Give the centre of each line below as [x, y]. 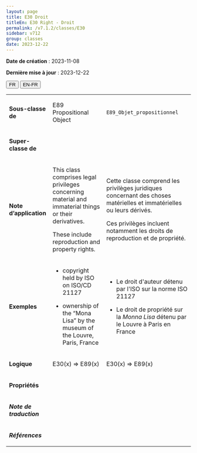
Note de [20, 407]
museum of [78, 328]
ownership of [81, 305]
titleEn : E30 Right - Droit [40, 22]
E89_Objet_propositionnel [142, 112]
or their [62, 214]
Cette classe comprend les [143, 181]
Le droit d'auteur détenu [150, 281]
